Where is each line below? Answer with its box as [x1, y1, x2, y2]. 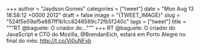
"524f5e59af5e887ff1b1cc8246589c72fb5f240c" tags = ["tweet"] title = [6, 18, 187, 25]
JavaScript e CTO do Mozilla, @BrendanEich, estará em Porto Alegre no [6, 31, 186, 38]
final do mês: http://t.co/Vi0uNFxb [6, 37, 92, 44]
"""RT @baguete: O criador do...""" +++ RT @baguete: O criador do [6, 24, 176, 31]
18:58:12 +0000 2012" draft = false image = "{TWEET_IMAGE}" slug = [6, 11, 181, 19]
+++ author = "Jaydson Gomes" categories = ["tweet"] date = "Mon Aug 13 [6, 5, 194, 12]
